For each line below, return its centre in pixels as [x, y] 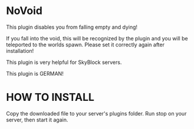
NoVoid [24, 11]
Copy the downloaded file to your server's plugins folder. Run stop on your [96, 113]
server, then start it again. [37, 120]
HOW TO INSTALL [50, 97]
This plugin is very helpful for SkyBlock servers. [64, 62]
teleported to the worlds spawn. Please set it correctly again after [85, 45]
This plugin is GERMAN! [35, 73]
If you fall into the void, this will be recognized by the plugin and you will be [97, 38]
